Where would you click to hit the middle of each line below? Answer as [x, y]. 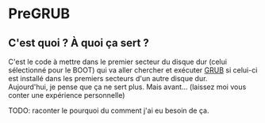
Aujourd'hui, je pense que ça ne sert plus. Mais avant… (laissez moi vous [127, 87]
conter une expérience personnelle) [67, 95]
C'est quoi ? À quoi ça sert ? [79, 43]
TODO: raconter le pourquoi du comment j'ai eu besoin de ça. [109, 110]
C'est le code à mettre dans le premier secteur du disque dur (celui [118, 61]
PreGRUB [39, 14]
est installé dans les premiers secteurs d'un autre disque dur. [108, 78]
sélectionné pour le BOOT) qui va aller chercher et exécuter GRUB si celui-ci [133, 70]
